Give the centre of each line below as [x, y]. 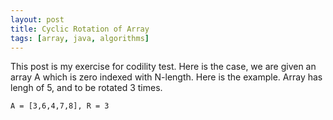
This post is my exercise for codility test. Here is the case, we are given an [163, 67]
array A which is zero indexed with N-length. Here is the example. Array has [166, 77]
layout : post [37, 19]
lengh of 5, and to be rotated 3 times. [86, 88]
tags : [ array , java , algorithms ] [80, 38]
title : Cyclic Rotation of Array [80, 29]
